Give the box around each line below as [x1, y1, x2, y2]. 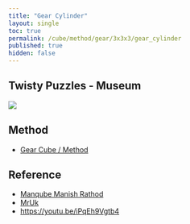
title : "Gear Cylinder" [8, 11, 89, 20]
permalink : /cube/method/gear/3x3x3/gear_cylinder [8, 34, 182, 43]
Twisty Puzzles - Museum [8, 79, 142, 93]
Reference [8, 168, 62, 182]
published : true [8, 42, 63, 50]
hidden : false [8, 49, 56, 57]
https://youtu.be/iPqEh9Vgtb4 [19, 206, 120, 216]
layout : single [8, 19, 60, 27]
